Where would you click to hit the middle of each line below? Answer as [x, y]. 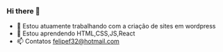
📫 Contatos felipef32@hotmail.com [68, 42]
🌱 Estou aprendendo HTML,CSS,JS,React [76, 33]
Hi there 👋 [24, 11]
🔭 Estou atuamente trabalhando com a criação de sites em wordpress [116, 26]
